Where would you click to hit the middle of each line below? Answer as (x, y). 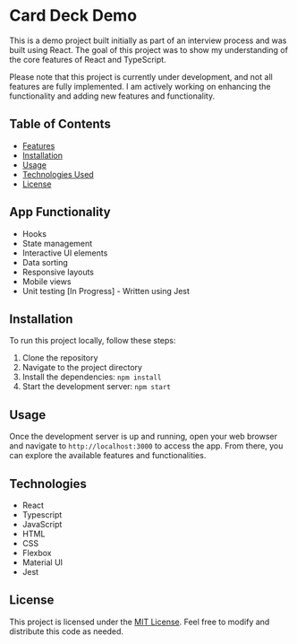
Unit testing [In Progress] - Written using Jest (106, 291)
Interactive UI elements (65, 253)
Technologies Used (58, 174)
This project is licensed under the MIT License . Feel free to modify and (140, 622)
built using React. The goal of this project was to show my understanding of (149, 49)
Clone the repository (60, 358)
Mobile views (47, 281)
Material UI (42, 562)
